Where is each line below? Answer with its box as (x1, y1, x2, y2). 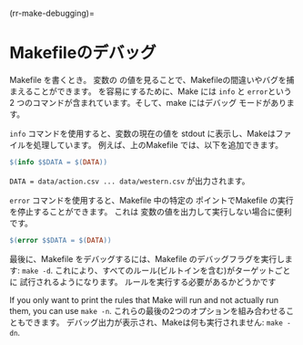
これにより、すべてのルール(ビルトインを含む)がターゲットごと (55, 265, 291, 276)
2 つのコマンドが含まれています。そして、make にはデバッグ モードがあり (9, 97, 288, 108)
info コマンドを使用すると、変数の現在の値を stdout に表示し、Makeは (9, 128, 276, 139)
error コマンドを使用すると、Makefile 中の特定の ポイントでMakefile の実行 (9, 194, 294, 205)
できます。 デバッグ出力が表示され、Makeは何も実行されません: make (25, 317, 284, 328)
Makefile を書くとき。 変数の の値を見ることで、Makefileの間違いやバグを (9, 74, 287, 85)
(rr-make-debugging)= (9, 8, 96, 18)
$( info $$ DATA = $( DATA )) (9, 157, 107, 167)
